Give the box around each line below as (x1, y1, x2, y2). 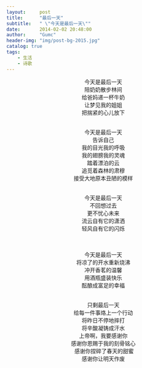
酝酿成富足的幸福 (82, 281, 125, 289)
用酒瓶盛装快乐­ (84, 274, 122, 281)
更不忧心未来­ (87, 209, 120, 217)
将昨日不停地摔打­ (82, 316, 125, 324)
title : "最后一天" (6, 15, 63, 21)
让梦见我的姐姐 (84, 101, 122, 108)
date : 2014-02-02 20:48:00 (6, 26, 92, 33)
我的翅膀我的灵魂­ (82, 151, 125, 159)
